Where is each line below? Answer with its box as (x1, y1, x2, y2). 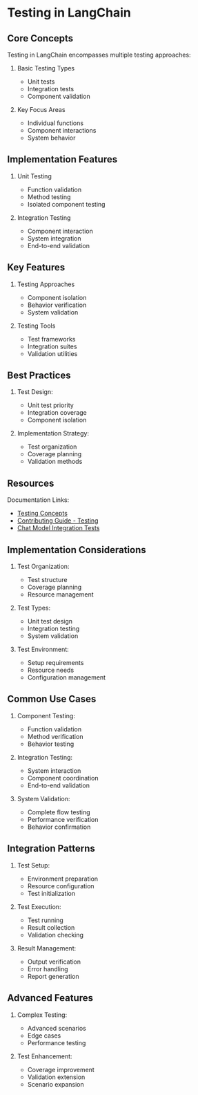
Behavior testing (27, 740, 75, 748)
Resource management (27, 590, 95, 599)
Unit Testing (17, 171, 52, 180)
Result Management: (17, 944, 77, 952)
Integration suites (27, 342, 77, 350)
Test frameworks (27, 335, 76, 343)
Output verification (27, 957, 81, 966)
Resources (7, 477, 55, 489)
